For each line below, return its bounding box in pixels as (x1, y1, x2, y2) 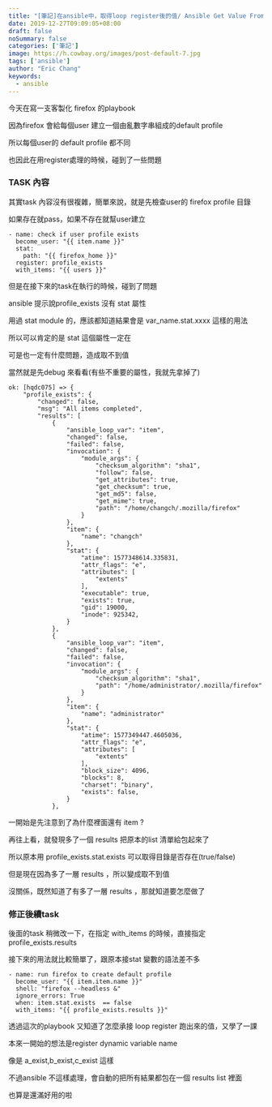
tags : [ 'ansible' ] (8, 58, 70, 66)
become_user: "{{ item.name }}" (15, 237, 125, 246)
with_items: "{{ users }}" (15, 265, 107, 274)
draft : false (8, 27, 53, 35)
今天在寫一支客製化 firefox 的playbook (8, 103, 136, 113)
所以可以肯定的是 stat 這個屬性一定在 (8, 333, 132, 342)
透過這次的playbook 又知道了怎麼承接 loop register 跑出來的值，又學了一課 (8, 1021, 257, 1031)
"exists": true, (80, 596, 136, 604)
